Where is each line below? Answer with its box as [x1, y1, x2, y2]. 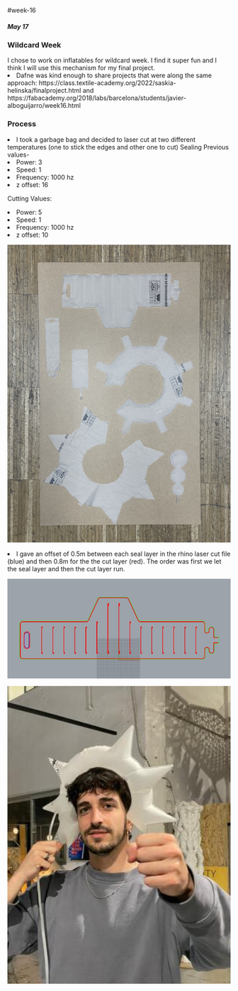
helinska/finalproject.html [7, 86, 81, 95]
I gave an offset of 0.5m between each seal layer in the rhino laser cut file [16, 549, 231, 558]
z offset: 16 [16, 180, 49, 189]
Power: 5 [16, 208, 42, 216]
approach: [7, 79, 38, 87]
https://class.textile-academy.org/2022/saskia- [38, 79, 176, 87]
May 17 [7, 22, 29, 30]
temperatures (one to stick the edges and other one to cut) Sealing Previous [7, 142, 229, 151]
